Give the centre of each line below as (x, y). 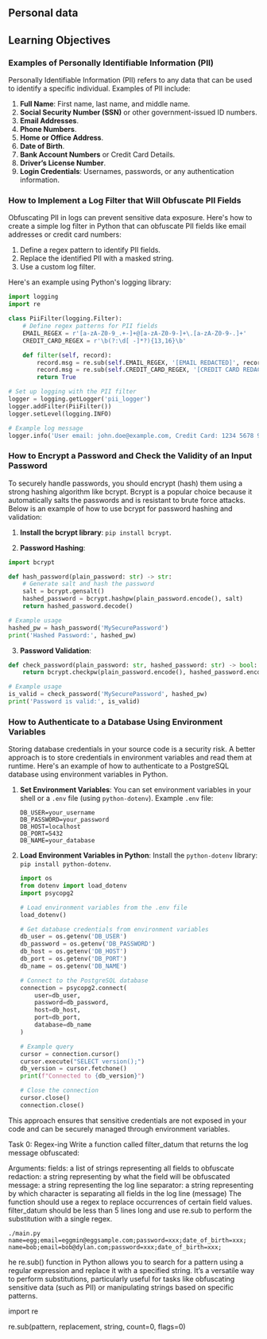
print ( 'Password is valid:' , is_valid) (74, 702)
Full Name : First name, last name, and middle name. (105, 104)
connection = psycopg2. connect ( (73, 988)
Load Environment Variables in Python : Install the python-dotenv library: (139, 855)
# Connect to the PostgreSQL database (84, 981)
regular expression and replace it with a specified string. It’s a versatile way (131, 1270)
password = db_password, (72, 1003)
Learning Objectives (60, 40)
